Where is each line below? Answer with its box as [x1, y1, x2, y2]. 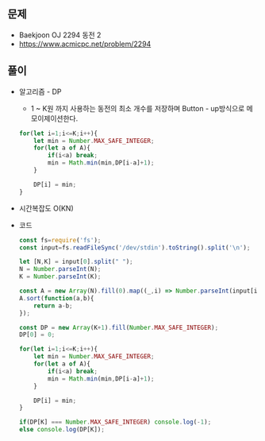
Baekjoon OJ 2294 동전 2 [18, 30, 102, 40]
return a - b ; [33, 301, 73, 310]
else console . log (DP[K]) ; [18, 426, 105, 434]
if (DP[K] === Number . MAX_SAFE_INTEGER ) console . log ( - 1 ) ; [18, 418, 212, 427]
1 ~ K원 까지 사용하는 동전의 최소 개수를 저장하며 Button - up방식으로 [30, 103, 245, 113]
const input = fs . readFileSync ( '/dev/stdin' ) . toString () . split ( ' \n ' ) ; [18, 243, 251, 252]
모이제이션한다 [30, 114, 76, 123]
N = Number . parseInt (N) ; [18, 265, 102, 273]
